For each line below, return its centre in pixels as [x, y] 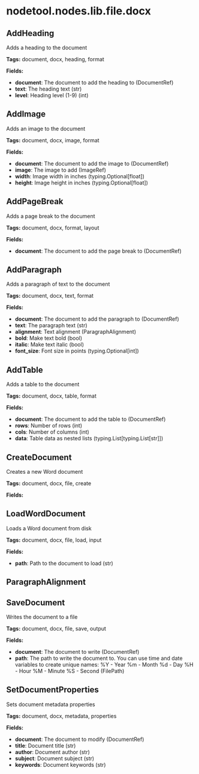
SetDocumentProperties [52, 690]
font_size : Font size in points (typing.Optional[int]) [77, 351]
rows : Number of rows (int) [49, 426]
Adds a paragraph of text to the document [58, 284]
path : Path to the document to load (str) [64, 563]
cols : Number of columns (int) [52, 432]
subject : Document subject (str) [55, 758]
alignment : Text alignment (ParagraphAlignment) [76, 332]
